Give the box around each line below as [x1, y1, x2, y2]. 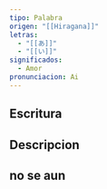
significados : [9, 55, 63, 65]
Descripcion [9, 137, 80, 153]
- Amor [17, 65, 43, 74]
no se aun [9, 167, 66, 183]
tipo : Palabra [9, 13, 63, 23]
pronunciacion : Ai [9, 73, 79, 82]
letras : [9, 30, 39, 39]
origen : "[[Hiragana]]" [9, 22, 100, 31]
